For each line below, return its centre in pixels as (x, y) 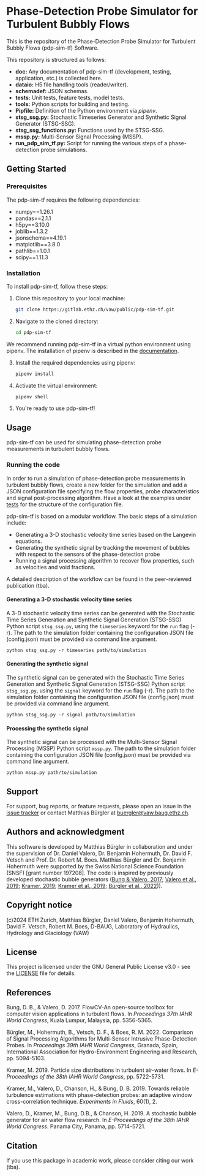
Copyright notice (39, 905)
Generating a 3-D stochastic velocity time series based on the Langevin (106, 534)
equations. (28, 541)
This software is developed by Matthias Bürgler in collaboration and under (99, 846)
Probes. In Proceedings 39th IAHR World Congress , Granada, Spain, (92, 1045)
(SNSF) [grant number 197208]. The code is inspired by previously (90, 873)
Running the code (33, 465)
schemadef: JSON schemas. (52, 91)
